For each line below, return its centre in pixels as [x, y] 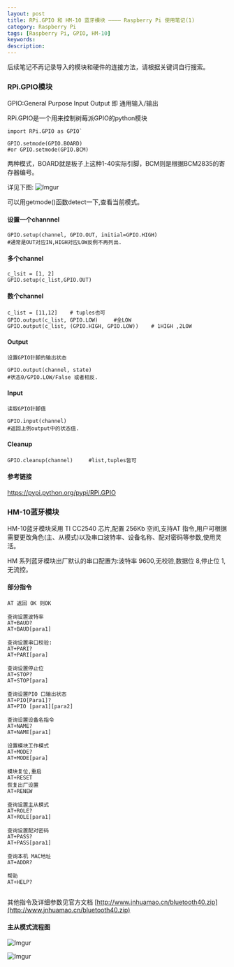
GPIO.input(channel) [37, 421]
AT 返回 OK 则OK [29, 603]
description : [26, 46]
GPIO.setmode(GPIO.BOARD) [45, 144]
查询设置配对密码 [28, 831]
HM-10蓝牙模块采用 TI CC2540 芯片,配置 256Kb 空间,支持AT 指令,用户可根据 [117, 529]
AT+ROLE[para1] [29, 817]
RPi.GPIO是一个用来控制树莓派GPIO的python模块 [78, 118]
